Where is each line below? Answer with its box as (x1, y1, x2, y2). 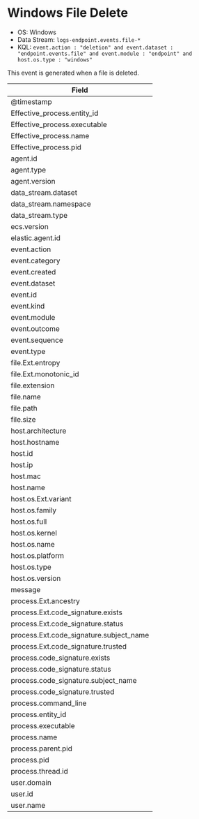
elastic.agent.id (10, 233, 61, 242)
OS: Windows (17, 28, 57, 36)
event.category (10, 256, 61, 265)
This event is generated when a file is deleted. (7, 68, 139, 77)
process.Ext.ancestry (10, 596, 80, 605)
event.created (10, 267, 56, 276)
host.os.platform (10, 550, 65, 560)
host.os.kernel (10, 528, 58, 538)
